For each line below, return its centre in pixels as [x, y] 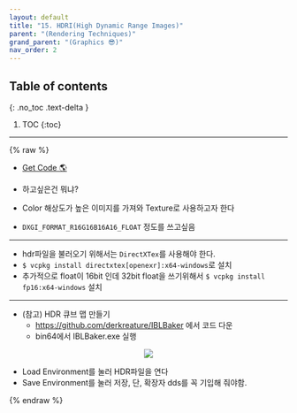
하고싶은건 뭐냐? [50, 189]
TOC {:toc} [42, 124]
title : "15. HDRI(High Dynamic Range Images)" [96, 26]
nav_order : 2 [33, 50]
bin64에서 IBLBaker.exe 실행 [86, 336]
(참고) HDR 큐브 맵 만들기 [66, 314]
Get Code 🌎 [45, 167]
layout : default [39, 17]
